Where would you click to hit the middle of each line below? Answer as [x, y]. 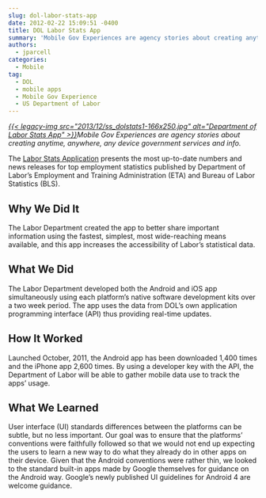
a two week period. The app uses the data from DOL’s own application [123, 305]
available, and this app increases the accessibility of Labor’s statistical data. [132, 244]
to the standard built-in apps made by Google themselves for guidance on [129, 469]
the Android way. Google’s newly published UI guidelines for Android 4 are [129, 477]
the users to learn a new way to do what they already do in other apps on [127, 452]
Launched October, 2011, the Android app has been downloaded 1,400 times [133, 358]
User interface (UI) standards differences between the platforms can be [125, 427]
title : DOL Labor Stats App [55, 30]
